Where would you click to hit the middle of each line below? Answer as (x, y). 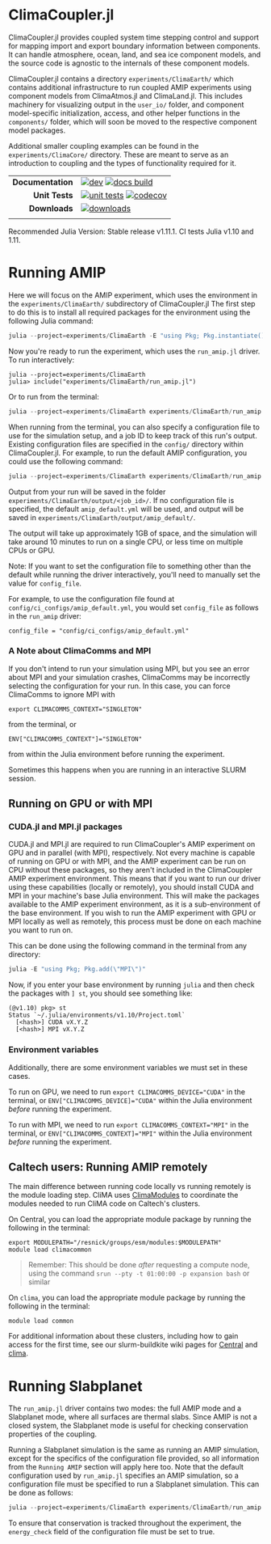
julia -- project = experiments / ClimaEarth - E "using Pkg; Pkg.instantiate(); (138, 336)
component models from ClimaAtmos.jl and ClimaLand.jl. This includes (126, 95)
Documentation (43, 182)
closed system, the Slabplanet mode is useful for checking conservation (128, 1426)
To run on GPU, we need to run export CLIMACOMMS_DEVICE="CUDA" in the (127, 1091)
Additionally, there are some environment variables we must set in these (128, 1067)
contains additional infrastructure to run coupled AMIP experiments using (130, 87)
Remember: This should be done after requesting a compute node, (139, 1265)
